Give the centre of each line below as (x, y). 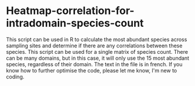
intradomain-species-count (75, 23)
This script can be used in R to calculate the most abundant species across (97, 39)
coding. (15, 77)
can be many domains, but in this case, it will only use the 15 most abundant (97, 58)
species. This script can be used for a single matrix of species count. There (97, 51)
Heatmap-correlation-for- (70, 11)
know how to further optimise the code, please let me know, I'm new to (92, 70)
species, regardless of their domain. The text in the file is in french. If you (94, 64)
